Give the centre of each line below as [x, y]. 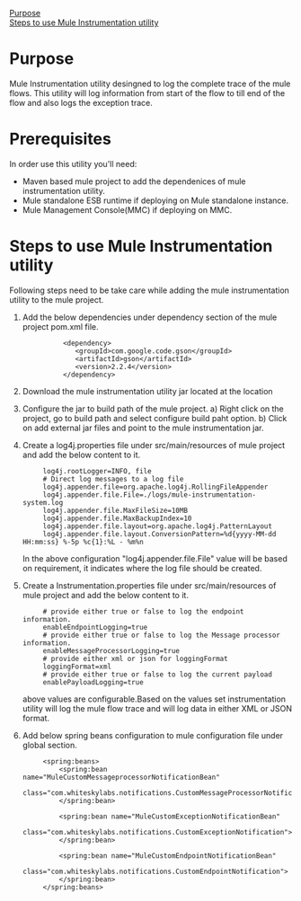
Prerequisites [61, 139]
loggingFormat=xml [77, 667]
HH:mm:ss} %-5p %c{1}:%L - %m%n [83, 542]
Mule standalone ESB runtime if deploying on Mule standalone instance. [155, 200]
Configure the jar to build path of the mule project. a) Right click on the [153, 409]
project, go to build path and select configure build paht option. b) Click [155, 418]
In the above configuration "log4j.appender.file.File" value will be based [155, 558]
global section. [50, 745]
